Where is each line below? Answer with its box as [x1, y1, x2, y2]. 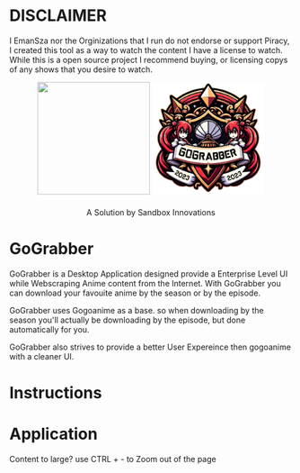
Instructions [9, 383, 102, 404]
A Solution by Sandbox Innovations [86, 206, 216, 217]
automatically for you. [9, 323, 90, 334]
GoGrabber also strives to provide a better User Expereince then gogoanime [9, 341, 292, 352]
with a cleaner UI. [9, 350, 75, 361]
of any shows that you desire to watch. [9, 64, 153, 75]
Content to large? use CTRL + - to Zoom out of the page [9, 454, 217, 464]
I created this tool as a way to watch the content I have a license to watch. [9, 44, 283, 55]
